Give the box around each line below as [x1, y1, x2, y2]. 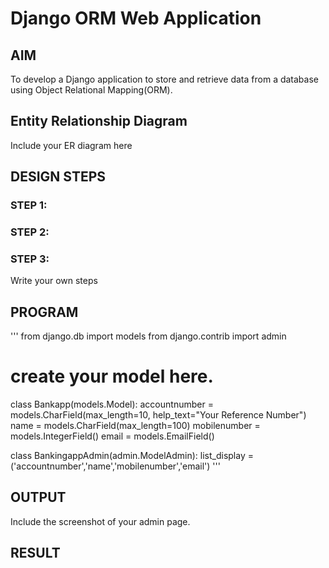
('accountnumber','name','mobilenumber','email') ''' [10, 460, 221, 472]
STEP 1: [10, 198, 48, 212]
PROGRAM [10, 303, 79, 321]
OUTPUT [10, 489, 67, 506]
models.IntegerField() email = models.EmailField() [10, 430, 215, 442]
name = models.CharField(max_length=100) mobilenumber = [10, 420, 261, 432]
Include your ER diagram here [10, 139, 133, 151]
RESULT [10, 545, 61, 562]
